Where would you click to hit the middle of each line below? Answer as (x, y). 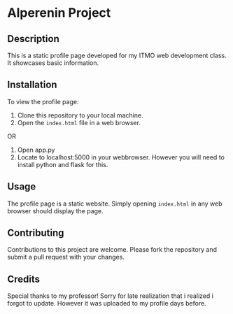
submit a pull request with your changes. (66, 257)
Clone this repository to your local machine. (80, 115)
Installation (32, 85)
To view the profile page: (43, 101)
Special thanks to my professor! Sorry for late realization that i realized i (110, 296)
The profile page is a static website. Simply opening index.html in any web (115, 204)
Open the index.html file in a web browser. (79, 122)
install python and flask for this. (63, 164)
